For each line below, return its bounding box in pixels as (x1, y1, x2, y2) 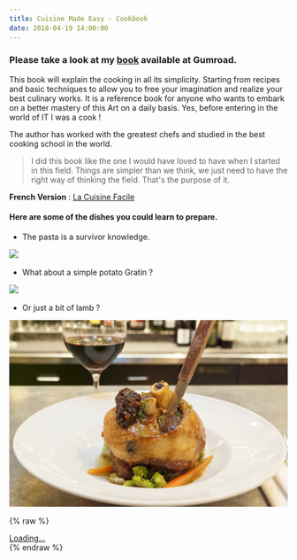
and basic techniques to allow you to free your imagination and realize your (9, 83, 283, 94)
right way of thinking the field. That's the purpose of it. (30, 174, 230, 185)
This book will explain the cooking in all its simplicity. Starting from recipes (9, 74, 280, 84)
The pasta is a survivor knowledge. (21, 231, 150, 242)
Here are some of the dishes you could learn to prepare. (9, 212, 218, 222)
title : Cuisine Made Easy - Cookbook (9, 14, 148, 23)
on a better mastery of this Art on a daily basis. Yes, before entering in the (9, 102, 278, 113)
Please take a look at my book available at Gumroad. (9, 54, 237, 66)
